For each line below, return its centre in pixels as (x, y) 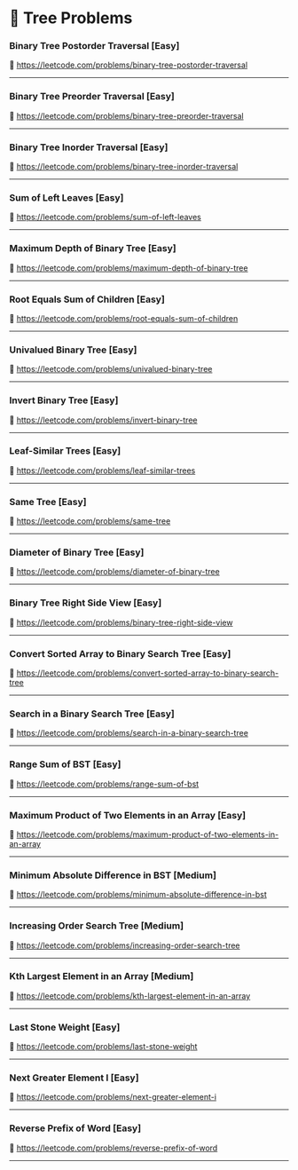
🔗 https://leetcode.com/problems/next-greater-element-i (113, 1097)
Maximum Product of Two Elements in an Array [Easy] (128, 815)
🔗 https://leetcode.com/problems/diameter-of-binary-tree (114, 572)
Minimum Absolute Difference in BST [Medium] (113, 875)
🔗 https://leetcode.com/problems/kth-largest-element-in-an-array (130, 996)
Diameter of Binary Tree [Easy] (77, 552)
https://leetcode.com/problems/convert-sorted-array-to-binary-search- (148, 673)
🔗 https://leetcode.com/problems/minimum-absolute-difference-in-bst (138, 895)
